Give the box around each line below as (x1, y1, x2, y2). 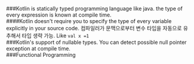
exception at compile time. (6, 45, 71, 52)
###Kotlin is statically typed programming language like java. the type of (6, 5, 183, 12)
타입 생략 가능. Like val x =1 (21, 32, 89, 39)
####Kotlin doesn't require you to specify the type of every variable (6, 18, 172, 24)
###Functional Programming (6, 52, 76, 58)
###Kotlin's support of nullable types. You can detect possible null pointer (6, 39, 187, 46)
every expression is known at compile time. (6, 11, 112, 18)
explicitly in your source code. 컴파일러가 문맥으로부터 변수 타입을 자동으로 (6, 25, 182, 31)
